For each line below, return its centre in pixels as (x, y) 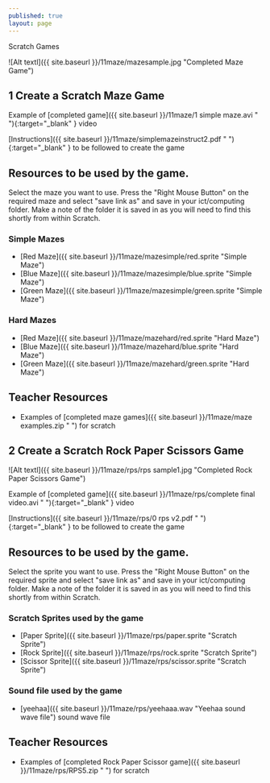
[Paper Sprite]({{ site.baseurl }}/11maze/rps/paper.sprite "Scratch (129, 636)
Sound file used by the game (65, 691)
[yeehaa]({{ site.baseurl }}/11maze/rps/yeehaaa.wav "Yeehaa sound (133, 708)
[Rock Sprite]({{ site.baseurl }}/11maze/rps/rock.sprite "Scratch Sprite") (139, 652)
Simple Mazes (37, 239)
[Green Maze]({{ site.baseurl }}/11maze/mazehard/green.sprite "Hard (135, 363)
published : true (35, 16)
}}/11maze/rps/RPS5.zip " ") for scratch (85, 770)
